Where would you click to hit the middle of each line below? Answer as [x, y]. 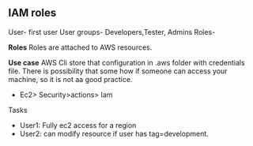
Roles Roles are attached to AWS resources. [80, 47]
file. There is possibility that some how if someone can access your [118, 71]
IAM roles [32, 13]
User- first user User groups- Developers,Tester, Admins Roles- [112, 32]
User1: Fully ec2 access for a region [78, 125]
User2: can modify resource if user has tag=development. [114, 133]
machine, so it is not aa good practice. [70, 79]
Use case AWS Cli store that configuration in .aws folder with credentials [126, 62]
